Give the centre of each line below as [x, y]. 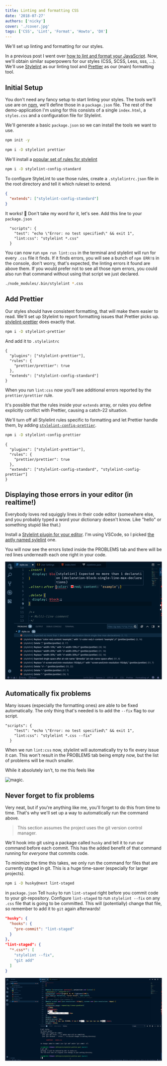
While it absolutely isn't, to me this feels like [50, 770]
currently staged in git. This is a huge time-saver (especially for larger [77, 868]
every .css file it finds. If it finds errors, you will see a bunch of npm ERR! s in [82, 258]
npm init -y [17, 140]
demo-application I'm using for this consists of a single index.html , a [76, 110]
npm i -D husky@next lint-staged [40, 883]
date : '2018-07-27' [25, 16]
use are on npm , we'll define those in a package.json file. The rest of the [79, 105]
